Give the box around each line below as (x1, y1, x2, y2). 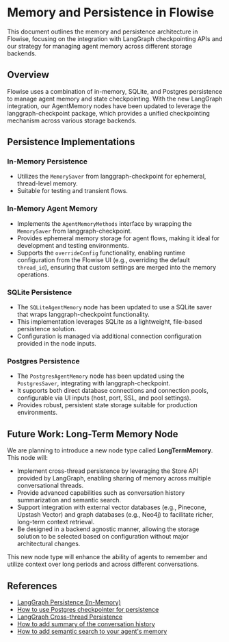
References (7, 580, 57, 591)
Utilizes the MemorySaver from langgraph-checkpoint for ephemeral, (16, 172, 206, 181)
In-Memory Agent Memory (7, 204, 98, 214)
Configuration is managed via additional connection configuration (16, 332, 202, 340)
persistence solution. (16, 325, 77, 333)
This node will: (7, 454, 49, 462)
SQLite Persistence (7, 287, 72, 297)
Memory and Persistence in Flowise (7, 5, 214, 21)
